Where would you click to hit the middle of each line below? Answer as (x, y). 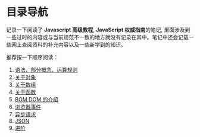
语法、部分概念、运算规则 (46, 69)
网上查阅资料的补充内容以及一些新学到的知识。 (68, 44)
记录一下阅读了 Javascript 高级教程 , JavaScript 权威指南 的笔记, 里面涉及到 (98, 30)
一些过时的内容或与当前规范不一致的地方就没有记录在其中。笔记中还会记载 (97, 37)
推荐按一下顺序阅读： (32, 57)
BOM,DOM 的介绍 (36, 99)
